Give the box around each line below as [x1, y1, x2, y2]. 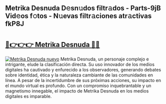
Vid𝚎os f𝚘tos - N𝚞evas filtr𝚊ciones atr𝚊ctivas [5, 12, 152, 20]
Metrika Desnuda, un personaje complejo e [60, 56, 149, 62]
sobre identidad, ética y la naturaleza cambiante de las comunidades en [5, 72, 153, 78]
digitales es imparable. [5, 93, 52, 99]
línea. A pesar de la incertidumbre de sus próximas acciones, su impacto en [5, 77, 161, 83]
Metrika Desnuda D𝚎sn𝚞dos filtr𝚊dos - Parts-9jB [5, 4, 161, 12]
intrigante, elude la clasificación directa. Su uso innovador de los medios [5, 61, 155, 67]
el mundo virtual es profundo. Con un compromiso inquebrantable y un [5, 82, 151, 88]
